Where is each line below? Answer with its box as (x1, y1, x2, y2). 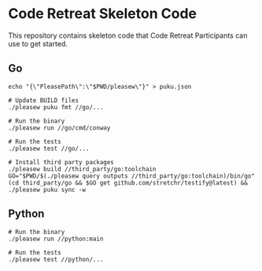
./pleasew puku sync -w (8, 185, 87, 193)
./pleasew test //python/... (8, 255, 104, 263)
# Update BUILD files (8, 96, 79, 104)
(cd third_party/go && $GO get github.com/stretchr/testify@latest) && (8, 178, 248, 187)
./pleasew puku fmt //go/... (8, 103, 104, 111)
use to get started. (8, 38, 68, 48)
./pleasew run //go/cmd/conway (8, 123, 111, 132)
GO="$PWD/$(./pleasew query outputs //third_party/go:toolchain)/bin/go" (8, 172, 256, 180)
